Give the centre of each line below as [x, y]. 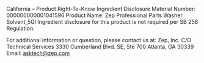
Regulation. [20, 28]
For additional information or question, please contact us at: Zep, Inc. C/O [99, 40]
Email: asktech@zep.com [38, 53]
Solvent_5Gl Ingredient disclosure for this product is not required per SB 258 [102, 22]
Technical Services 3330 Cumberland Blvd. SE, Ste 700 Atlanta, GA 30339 [100, 46]
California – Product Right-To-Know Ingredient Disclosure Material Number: [101, 9]
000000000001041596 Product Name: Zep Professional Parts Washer [95, 15]
